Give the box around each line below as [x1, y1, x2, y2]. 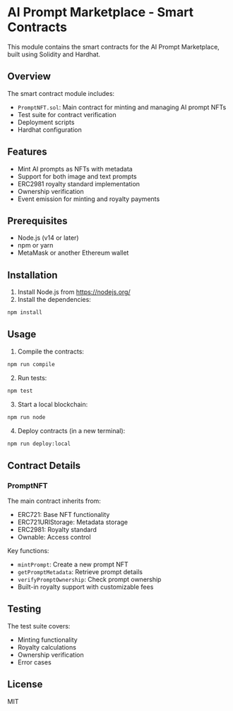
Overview [7, 71, 52, 83]
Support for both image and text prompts [17, 172, 137, 181]
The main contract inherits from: [7, 497, 101, 505]
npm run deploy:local [7, 440, 71, 447]
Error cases [17, 657, 52, 667]
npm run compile [7, 360, 55, 367]
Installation [7, 269, 58, 281]
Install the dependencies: [17, 296, 92, 304]
